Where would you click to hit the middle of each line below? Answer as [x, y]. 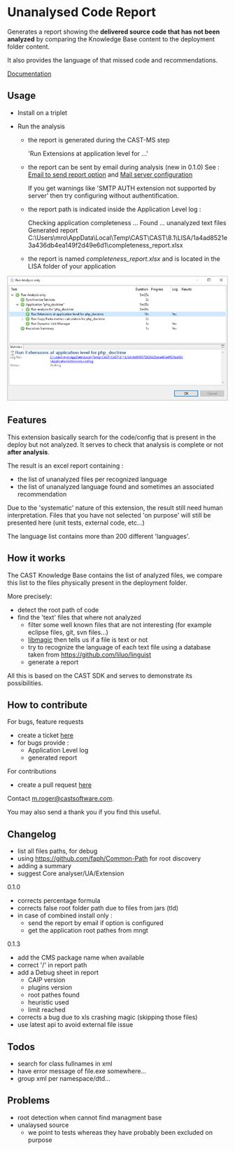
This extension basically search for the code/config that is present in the [112, 437]
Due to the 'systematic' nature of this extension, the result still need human [115, 507]
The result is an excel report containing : [65, 465]
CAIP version [47, 980]
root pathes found [54, 995]
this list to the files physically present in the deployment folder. [97, 582]
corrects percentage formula [59, 901]
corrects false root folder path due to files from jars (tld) [98, 908]
